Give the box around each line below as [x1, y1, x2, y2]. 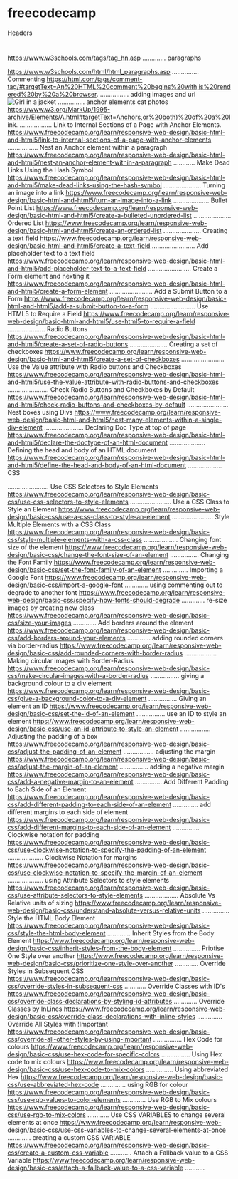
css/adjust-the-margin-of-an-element [7, 762, 119, 771]
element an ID [7, 702, 48, 710]
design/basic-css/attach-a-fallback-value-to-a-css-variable [7, 1163, 183, 1173]
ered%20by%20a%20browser [7, 90, 97, 99]
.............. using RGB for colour [100, 1081, 188, 1089]
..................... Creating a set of [129, 340, 218, 348]
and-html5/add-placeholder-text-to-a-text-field [7, 264, 147, 273]
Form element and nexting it [7, 272, 90, 281]
